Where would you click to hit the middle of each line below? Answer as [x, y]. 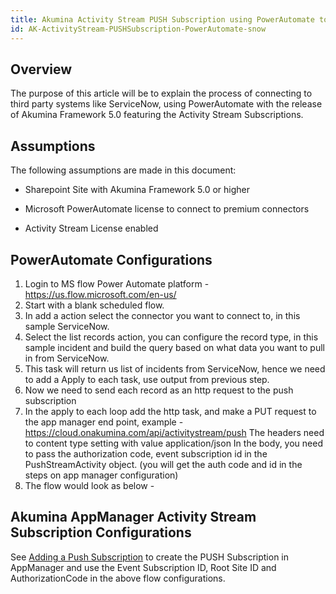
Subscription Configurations [101, 532]
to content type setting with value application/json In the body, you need [173, 443]
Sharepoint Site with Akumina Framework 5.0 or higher [137, 190]
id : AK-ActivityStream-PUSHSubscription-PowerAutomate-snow [138, 29]
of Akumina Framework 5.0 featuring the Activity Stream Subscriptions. [157, 115]
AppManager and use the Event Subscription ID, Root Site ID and [143, 567]
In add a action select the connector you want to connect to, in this [162, 315]
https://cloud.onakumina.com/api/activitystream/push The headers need [174, 432]
